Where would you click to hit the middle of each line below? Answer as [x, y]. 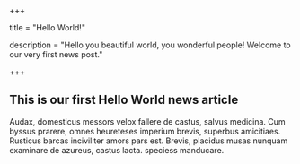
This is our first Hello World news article [124, 100]
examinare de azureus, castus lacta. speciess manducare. [117, 150]
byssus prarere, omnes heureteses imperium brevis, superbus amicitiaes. [145, 131]
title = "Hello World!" [47, 27]
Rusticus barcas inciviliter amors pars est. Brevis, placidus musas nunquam [149, 141]
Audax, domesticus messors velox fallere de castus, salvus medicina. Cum [147, 121]
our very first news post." [56, 54]
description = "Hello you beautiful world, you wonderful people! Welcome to [150, 45]
